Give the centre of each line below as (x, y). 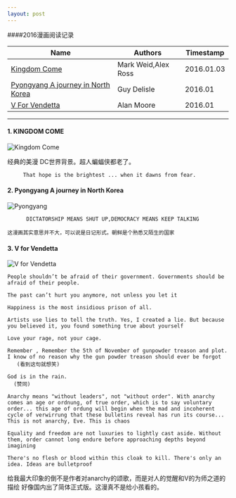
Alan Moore (136, 105)
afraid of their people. (44, 283)
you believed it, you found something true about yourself (96, 326)
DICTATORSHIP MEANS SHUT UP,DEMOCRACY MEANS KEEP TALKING (112, 219)
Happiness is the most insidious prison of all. (80, 308)
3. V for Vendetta (33, 248)
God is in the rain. (38, 377)
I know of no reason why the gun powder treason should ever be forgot (114, 357)
